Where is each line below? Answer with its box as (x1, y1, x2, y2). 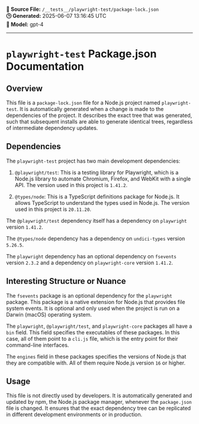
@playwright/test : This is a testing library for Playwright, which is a (14, 169, 179, 176)
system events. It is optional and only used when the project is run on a (6, 305, 180, 312)
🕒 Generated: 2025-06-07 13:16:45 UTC (6, 12, 107, 19)
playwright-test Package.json (6, 48, 157, 61)
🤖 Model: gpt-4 (6, 21, 44, 28)
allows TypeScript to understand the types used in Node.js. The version (14, 199, 190, 206)
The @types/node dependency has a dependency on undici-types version (6, 235, 185, 242)
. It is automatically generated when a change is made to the (17, 106, 164, 112)
